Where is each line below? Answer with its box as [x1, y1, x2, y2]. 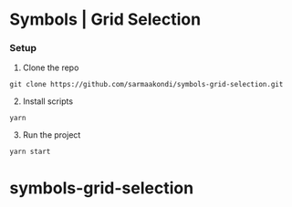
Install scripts [22, 96, 74, 107]
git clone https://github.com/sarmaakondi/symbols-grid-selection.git [9, 80, 284, 89]
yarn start [9, 147, 51, 157]
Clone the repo [22, 62, 79, 73]
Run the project [22, 129, 81, 140]
